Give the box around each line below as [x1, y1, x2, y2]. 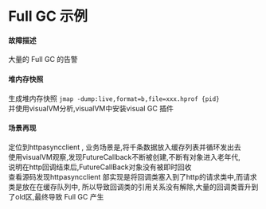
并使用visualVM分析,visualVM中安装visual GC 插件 [8, 103, 174, 113]
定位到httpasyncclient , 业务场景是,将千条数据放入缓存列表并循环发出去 [8, 142, 241, 152]
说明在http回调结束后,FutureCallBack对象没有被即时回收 [8, 162, 192, 172]
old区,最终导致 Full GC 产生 [14, 192, 104, 201]
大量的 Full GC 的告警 [8, 55, 78, 64]
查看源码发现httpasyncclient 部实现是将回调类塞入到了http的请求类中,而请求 [8, 172, 257, 181]
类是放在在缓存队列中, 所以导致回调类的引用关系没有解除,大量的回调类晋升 [8, 182, 252, 192]
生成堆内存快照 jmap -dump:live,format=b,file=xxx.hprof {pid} [8, 93, 221, 103]
